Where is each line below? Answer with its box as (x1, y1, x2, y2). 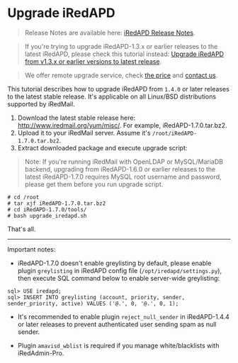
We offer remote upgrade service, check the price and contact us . (24, 71, 218, 79)
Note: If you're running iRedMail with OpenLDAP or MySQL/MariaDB (24, 157, 223, 166)
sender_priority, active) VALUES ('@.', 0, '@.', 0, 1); (7, 300, 179, 307)
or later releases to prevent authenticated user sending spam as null (17, 320, 217, 328)
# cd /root (7, 194, 40, 201)
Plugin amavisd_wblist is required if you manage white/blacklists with (17, 341, 220, 350)
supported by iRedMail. (7, 99, 76, 108)
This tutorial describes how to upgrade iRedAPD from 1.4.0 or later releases (7, 84, 230, 93)
